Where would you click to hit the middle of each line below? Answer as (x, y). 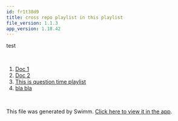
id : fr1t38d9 (23, 12)
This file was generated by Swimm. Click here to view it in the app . (89, 111)
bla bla (23, 88)
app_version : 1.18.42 (34, 29)
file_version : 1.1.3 (32, 23)
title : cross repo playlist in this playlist (64, 17)
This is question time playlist (51, 82)
